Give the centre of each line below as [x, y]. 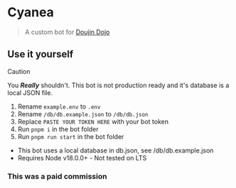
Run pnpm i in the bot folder [58, 129]
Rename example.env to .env [59, 106]
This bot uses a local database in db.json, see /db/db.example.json [116, 150]
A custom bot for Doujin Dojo [67, 32]
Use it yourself [41, 54]
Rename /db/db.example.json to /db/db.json [83, 114]
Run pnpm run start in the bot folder [71, 136]
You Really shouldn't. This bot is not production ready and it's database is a [118, 85]
